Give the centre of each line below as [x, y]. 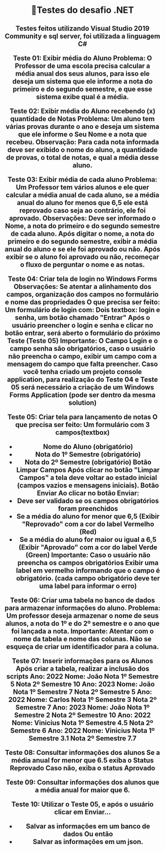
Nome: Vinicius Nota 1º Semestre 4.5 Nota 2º [82, 723]
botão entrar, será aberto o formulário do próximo [82, 333]
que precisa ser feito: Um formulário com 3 [82, 425]
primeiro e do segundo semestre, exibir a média [82, 241]
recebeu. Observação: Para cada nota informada [82, 142]
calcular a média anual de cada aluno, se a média [82, 195]
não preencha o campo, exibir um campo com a [82, 356]
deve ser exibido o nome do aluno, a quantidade [82, 150]
